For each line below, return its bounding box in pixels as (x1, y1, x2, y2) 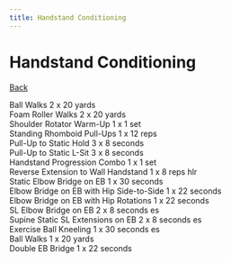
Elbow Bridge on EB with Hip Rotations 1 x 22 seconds (9, 195, 209, 205)
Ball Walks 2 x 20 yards (9, 99, 96, 110)
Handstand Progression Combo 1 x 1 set (9, 157, 157, 168)
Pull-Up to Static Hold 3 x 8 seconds (9, 137, 145, 149)
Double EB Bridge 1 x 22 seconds (9, 242, 132, 253)
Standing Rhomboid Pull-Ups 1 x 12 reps (9, 128, 157, 139)
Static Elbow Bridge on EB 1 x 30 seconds (9, 176, 164, 186)
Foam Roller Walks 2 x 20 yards (9, 109, 127, 120)
